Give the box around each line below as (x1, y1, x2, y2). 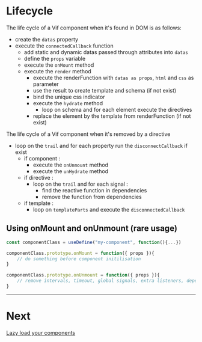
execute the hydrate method (32, 99, 103, 106)
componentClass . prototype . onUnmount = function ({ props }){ (6, 272, 161, 278)
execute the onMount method (23, 61, 94, 69)
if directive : (23, 174, 54, 181)
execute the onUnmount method (32, 161, 109, 168)
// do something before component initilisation (17, 255, 141, 262)
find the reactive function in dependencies (41, 186, 147, 194)
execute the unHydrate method (32, 167, 109, 175)
